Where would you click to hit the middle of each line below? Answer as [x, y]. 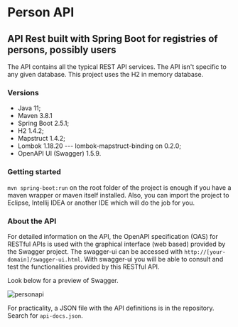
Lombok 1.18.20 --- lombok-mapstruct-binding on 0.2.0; [99, 146]
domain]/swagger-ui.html [44, 259]
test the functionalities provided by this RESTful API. [83, 267]
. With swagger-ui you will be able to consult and [152, 259]
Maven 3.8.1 [35, 116]
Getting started [34, 172]
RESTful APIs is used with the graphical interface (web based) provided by [117, 244]
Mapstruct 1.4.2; [42, 139]
